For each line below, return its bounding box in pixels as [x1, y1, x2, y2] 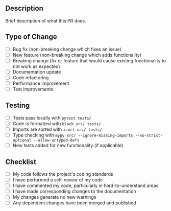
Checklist [5, 157, 37, 166]
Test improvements [12, 86, 54, 92]
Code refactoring [12, 74, 49, 81]
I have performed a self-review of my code [12, 177, 103, 183]
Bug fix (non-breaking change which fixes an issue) [12, 46, 121, 52]
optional [12, 138, 32, 143]
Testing [5, 101, 30, 110]
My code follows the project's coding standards [12, 171, 113, 177]
